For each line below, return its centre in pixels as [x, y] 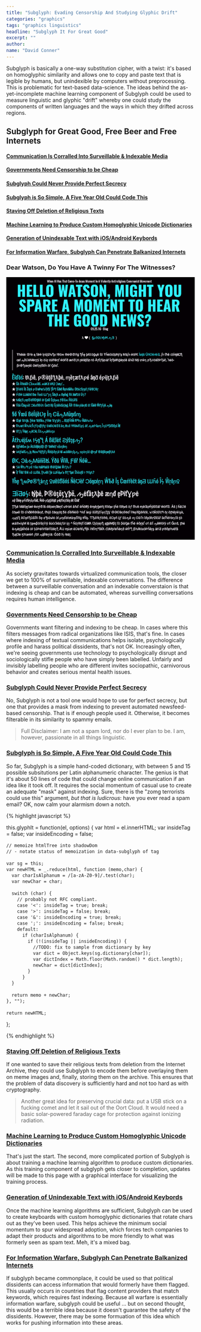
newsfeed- [173, 707]
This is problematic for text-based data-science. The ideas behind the [92, 87]
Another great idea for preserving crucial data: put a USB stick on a [104, 1101]
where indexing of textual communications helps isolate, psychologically [95, 640]
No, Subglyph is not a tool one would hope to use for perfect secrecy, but [97, 701]
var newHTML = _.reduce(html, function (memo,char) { [75, 869]
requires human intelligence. [41, 599]
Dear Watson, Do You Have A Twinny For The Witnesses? [91, 267]
